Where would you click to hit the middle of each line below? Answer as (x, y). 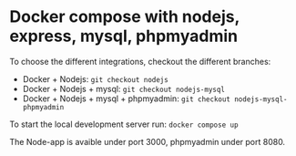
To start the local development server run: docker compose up (124, 124)
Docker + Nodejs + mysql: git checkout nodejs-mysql (124, 88)
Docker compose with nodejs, (124, 17)
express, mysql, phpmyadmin (124, 36)
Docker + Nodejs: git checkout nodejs (95, 78)
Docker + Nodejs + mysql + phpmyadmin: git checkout (126, 99)
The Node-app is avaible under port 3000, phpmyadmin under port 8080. (147, 141)
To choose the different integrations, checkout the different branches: (140, 61)
